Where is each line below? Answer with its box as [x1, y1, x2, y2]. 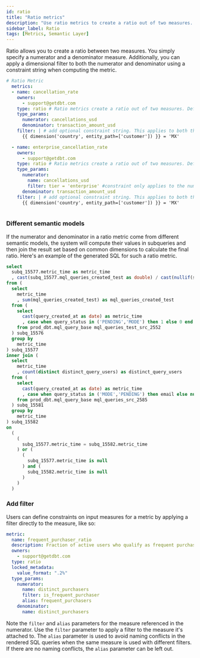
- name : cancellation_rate [11, 89, 79, 95]
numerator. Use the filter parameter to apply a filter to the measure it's [6, 626, 183, 633]
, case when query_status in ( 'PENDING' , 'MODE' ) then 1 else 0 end [21, 319, 193, 325]
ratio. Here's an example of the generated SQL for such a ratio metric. [6, 252, 177, 259]
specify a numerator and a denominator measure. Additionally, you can [6, 54, 180, 61]
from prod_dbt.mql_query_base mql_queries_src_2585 [17, 396, 148, 403]
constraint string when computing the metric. [6, 66, 117, 73]
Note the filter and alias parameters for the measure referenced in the [6, 619, 184, 627]
